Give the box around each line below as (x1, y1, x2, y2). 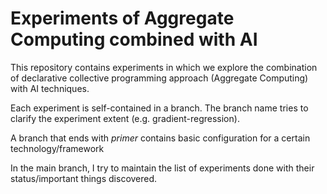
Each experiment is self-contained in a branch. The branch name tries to (10, 102, 309, 114)
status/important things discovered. (10, 172, 158, 184)
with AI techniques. (10, 82, 90, 94)
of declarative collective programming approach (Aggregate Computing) (10, 72, 309, 84)
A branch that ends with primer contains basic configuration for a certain (10, 132, 311, 144)
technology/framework (10, 142, 105, 154)
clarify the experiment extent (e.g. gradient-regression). (10, 112, 240, 124)
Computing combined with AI (10, 28, 258, 51)
